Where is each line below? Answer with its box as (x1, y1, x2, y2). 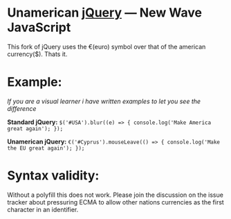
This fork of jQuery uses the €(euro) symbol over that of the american (7, 42, 206, 51)
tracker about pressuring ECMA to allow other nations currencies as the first (7, 198, 225, 206)
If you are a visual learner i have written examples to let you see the (7, 97, 201, 105)
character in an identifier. (7, 205, 79, 213)
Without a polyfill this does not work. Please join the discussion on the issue (7, 191, 223, 199)
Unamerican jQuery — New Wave (7, 5, 203, 21)
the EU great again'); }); (7, 144, 85, 152)
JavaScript (7, 19, 71, 35)
